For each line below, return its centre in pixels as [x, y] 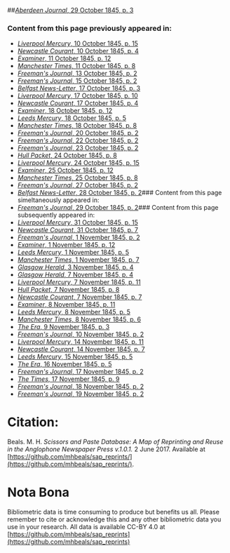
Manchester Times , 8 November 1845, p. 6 [79, 319]
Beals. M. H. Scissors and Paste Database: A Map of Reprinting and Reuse [115, 442]
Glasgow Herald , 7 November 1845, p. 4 [75, 275]
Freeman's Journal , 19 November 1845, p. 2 [81, 394]
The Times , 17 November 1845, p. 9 [68, 379]
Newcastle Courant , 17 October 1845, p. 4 [78, 103]
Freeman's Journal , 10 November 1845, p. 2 [81, 334]
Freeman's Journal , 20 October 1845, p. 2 [78, 133]
